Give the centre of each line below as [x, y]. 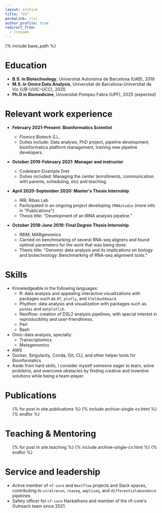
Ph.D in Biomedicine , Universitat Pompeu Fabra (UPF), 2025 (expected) [84, 94]
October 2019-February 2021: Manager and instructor [68, 162]
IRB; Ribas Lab [34, 200]
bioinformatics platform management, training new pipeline [78, 147]
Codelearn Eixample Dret [44, 171]
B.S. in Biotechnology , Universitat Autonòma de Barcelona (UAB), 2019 [83, 79]
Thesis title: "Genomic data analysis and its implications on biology [86, 250]
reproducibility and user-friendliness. [56, 319]
